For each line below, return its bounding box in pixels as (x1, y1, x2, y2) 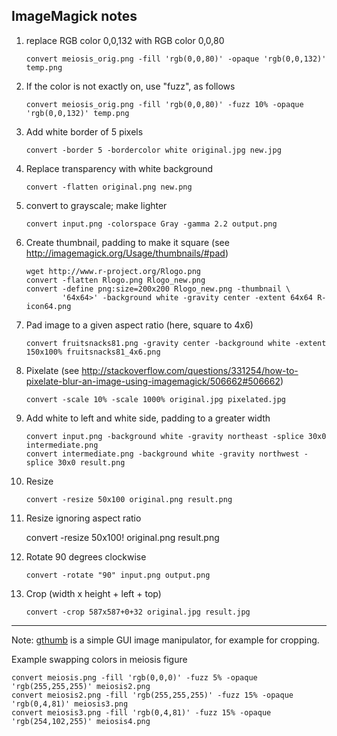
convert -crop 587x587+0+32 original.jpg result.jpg (25, 607, 251, 617)
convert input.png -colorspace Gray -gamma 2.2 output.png (25, 219, 278, 229)
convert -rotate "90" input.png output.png (25, 570, 211, 580)
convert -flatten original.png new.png (25, 182, 193, 192)
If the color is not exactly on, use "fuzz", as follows (25, 80, 236, 92)
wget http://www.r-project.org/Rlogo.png (25, 266, 201, 276)
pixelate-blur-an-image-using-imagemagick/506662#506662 (25, 375, 281, 387)
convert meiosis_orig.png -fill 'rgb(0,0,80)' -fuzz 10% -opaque (25, 99, 304, 109)
